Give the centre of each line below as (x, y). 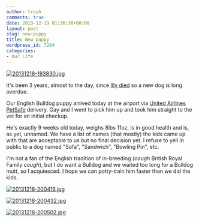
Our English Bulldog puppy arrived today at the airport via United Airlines (96, 103)
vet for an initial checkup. (37, 116)
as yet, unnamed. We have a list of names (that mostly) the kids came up (96, 134)
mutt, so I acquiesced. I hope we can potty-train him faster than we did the (98, 171)
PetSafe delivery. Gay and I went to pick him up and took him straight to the (99, 109)
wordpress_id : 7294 (31, 46)
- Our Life (20, 56)
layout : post (22, 28)
